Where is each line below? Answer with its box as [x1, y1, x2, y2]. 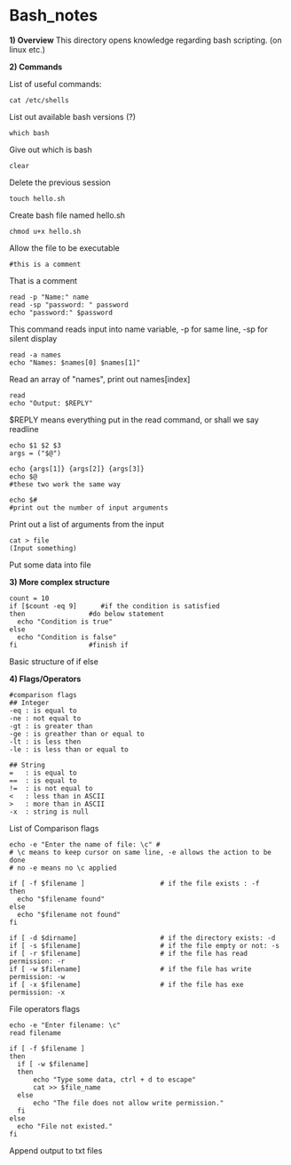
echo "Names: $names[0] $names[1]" [9, 358, 141, 367]
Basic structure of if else [9, 655, 99, 667]
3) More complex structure [9, 576, 111, 587]
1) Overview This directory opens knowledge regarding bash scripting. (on [9, 35, 282, 45]
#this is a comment [9, 260, 82, 269]
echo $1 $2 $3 [9, 441, 62, 450]
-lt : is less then [9, 737, 82, 746]
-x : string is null [9, 807, 90, 816]
